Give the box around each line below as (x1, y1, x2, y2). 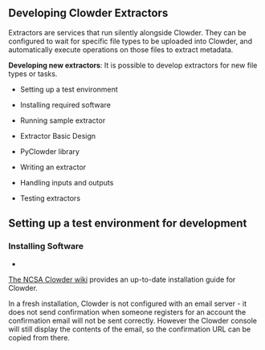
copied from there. (8, 332, 71, 342)
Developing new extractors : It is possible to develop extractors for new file (8, 60, 258, 70)
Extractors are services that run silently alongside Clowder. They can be (8, 27, 247, 37)
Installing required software (19, 100, 111, 109)
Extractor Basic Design (19, 131, 96, 140)
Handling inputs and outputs (19, 177, 114, 187)
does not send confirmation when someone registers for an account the (8, 307, 247, 316)
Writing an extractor (19, 162, 87, 172)
